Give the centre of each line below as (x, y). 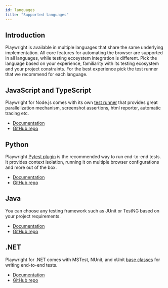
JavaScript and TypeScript (48, 90)
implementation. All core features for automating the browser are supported (84, 53)
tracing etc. (17, 113)
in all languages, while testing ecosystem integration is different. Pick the (81, 58)
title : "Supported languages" (37, 15)
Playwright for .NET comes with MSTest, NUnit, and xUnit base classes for (83, 260)
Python (17, 144)
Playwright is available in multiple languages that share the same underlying (84, 47)
